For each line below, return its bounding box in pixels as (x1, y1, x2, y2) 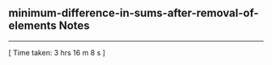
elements (8, 19, 57, 33)
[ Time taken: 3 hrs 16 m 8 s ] (8, 47, 106, 57)
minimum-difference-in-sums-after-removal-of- (8, 6, 259, 20)
